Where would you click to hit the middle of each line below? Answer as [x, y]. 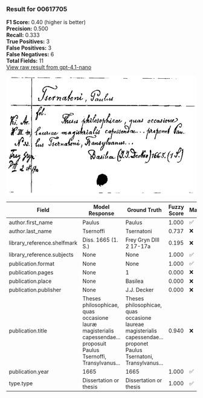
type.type [21, 383]
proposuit [95, 343]
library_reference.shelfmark [43, 243]
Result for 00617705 [37, 9]
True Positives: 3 [28, 42]
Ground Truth [144, 210]
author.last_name [31, 231]
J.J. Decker [140, 290]
